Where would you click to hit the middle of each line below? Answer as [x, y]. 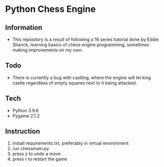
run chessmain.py [31, 149]
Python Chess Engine [50, 9]
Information [24, 28]
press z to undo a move [37, 154]
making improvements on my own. [47, 50]
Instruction [23, 131]
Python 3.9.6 [25, 110]
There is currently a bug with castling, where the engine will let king [82, 78]
